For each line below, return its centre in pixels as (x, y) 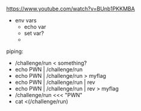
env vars (26, 20)
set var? (34, 33)
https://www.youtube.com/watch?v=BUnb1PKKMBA (71, 9)
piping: (15, 51)
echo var (35, 27)
